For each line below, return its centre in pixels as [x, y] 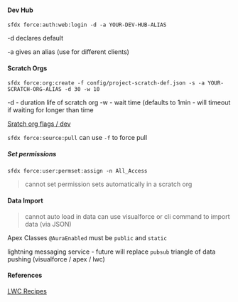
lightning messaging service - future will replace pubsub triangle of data [112, 252]
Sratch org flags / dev [39, 124]
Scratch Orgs [27, 68]
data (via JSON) [48, 224]
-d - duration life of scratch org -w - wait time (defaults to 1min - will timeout [119, 102]
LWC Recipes [27, 291]
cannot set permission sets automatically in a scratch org [108, 184]
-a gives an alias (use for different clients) [69, 52]
